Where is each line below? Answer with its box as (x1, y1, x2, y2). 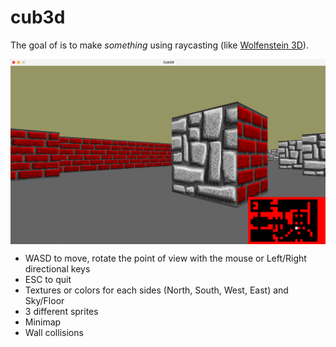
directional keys (24, 262, 91, 275)
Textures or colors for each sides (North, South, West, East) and (24, 284, 289, 296)
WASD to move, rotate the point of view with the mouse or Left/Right (24, 252, 307, 264)
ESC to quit (24, 273, 72, 285)
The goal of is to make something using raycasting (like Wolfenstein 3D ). (10, 39, 309, 51)
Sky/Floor (24, 294, 65, 306)
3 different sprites (24, 305, 99, 317)
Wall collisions (24, 326, 84, 338)
